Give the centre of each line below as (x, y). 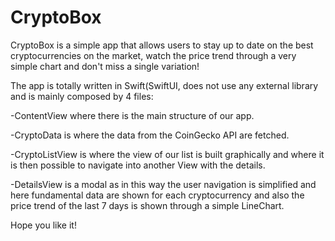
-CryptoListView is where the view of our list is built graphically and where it (167, 154)
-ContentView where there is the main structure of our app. (132, 115)
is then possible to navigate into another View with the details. (138, 165)
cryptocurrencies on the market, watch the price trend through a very (153, 55)
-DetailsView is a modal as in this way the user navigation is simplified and (163, 184)
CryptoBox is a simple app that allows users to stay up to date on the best (162, 45)
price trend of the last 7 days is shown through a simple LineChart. (147, 205)
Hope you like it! (43, 225)
